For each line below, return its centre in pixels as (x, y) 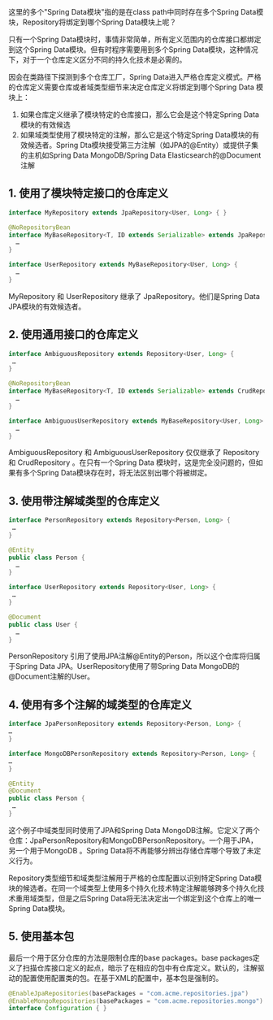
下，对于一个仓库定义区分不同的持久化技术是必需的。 (97, 60)
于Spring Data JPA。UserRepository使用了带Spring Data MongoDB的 (124, 666)
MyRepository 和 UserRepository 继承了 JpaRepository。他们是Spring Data (134, 296)
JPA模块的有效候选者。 (47, 306)
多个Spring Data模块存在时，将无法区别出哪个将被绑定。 (117, 473)
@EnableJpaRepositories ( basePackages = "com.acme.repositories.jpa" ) (129, 993)
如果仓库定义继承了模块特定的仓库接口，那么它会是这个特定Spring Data (140, 115)
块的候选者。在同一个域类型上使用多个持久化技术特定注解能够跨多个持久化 (133, 888)
